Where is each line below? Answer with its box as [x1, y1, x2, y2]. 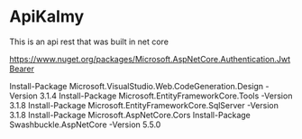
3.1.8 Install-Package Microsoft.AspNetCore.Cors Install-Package [9, 109, 251, 120]
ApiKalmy [9, 6, 85, 27]
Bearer [9, 63, 34, 74]
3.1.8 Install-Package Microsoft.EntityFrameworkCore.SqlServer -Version [9, 99, 279, 110]
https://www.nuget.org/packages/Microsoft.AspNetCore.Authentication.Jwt [9, 53, 291, 64]
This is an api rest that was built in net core [9, 36, 169, 47]
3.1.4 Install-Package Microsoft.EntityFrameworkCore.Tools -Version [39, 90, 293, 101]
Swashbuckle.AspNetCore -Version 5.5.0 [9, 119, 161, 130]
